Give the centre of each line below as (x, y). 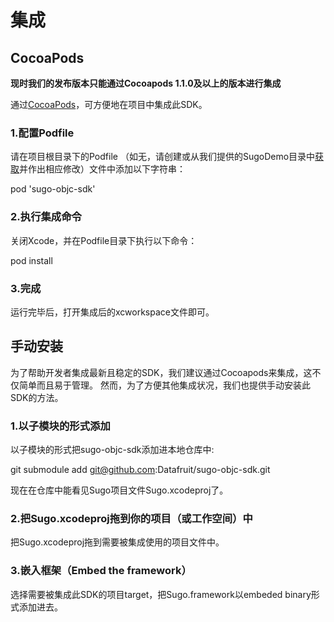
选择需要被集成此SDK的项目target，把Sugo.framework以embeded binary (161, 594)
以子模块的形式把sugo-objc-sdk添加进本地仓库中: (112, 449)
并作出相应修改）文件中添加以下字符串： (102, 169)
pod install (31, 260)
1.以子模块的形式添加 (60, 426)
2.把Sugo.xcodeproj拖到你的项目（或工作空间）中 (131, 518)
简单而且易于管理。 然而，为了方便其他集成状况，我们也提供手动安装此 (164, 385)
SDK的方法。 (37, 397)
